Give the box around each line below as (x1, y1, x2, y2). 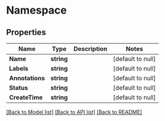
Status (9, 84, 28, 92)
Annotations (9, 74, 45, 82)
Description (73, 45, 108, 53)
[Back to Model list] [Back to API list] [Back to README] (6, 109, 142, 116)
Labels (9, 65, 28, 72)
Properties (6, 27, 46, 37)
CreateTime (9, 93, 43, 101)
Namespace (6, 4, 67, 17)
